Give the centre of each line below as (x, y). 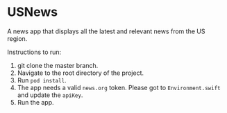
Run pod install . (42, 80)
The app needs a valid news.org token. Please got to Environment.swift (119, 87)
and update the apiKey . (50, 95)
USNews (32, 12)
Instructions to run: (34, 52)
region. (17, 38)
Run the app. (35, 102)
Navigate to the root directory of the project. (81, 73)
